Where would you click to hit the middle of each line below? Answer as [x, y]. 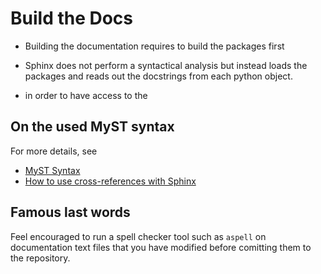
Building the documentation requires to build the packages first [154, 46]
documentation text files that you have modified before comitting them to [161, 247]
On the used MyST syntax [92, 127]
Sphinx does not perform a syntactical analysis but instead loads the [166, 65]
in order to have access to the [86, 95]
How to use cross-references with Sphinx [110, 181]
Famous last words [70, 212]
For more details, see [54, 151]
